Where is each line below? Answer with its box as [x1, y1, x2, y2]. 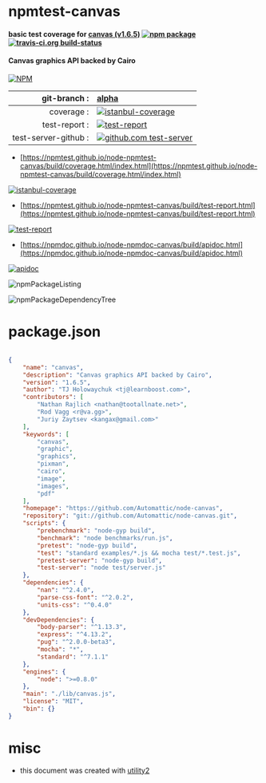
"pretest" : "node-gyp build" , [37, 541, 137, 549]
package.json [8, 322, 101, 341]
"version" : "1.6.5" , [22, 378, 91, 386]
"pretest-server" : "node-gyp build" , [37, 556, 162, 564]
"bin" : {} [22, 705, 56, 713]
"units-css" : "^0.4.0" [37, 601, 113, 609]
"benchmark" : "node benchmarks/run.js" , [37, 534, 173, 542]
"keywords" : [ [22, 430, 69, 438]
